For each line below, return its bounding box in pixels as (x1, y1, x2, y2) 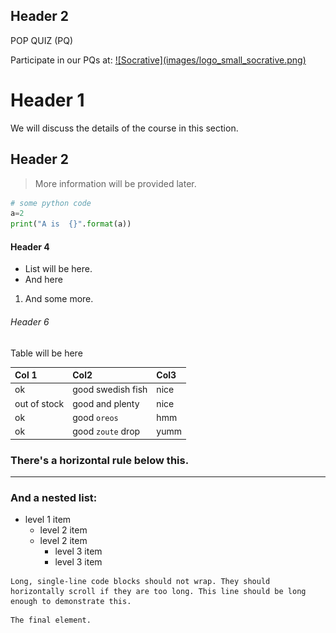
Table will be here (10, 347, 83, 359)
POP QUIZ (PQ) (10, 34, 74, 46)
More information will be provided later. (34, 177, 197, 189)
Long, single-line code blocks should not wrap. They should (10, 577, 271, 587)
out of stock (14, 397, 65, 409)
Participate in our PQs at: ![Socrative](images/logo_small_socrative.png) (10, 54, 307, 66)
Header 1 (10, 89, 85, 111)
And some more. (24, 293, 94, 305)
